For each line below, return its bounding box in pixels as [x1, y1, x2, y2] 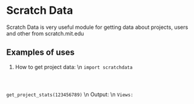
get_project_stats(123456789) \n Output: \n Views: [6, 91, 133, 98]
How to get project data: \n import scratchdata [15, 63, 133, 70]
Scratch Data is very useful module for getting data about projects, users [6, 23, 189, 31]
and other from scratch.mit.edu [6, 29, 84, 37]
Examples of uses [6, 47, 75, 58]
